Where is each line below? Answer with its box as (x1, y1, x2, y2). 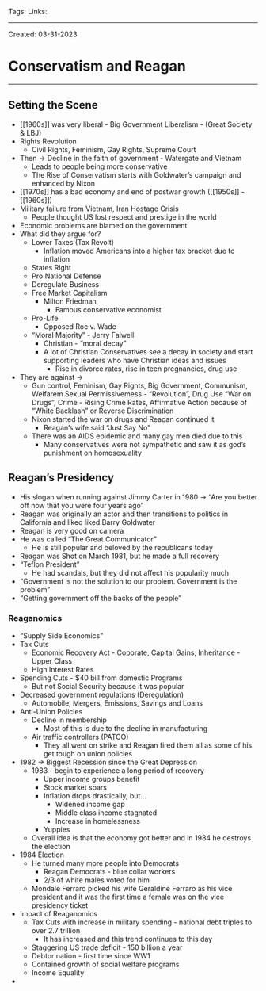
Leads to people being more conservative (31, 162, 168, 171)
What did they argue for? (19, 229, 101, 239)
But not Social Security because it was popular (31, 681, 184, 691)
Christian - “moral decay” (43, 339, 127, 348)
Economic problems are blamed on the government (19, 220, 188, 230)
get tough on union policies (43, 748, 133, 758)
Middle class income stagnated (55, 808, 158, 817)
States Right (31, 262, 71, 272)
